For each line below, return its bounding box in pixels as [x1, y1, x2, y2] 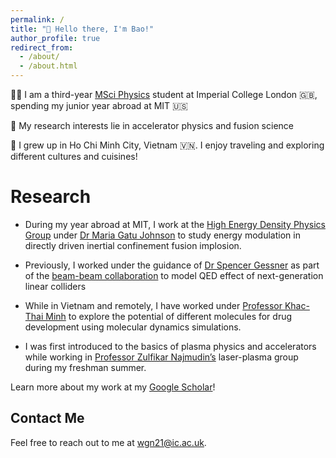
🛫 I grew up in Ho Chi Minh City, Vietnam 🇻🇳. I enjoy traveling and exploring [10, 139, 325, 151]
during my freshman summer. [24, 361, 147, 373]
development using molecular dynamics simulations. [24, 321, 242, 333]
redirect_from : [10, 42, 74, 53]
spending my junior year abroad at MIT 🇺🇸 [10, 100, 188, 111]
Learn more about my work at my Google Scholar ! [10, 381, 216, 393]
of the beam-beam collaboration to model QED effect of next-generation [24, 269, 324, 281]
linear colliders [24, 280, 87, 292]
